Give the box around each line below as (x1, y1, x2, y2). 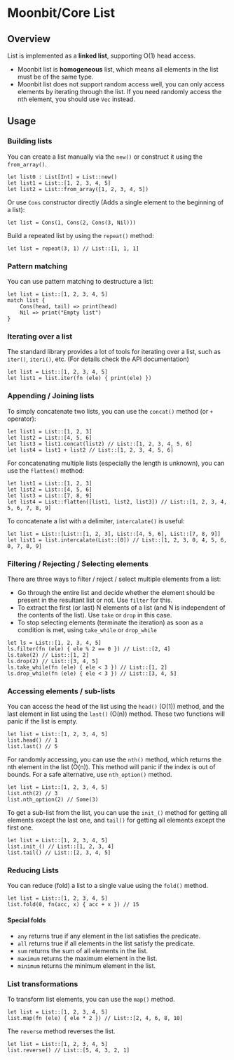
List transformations (7, 979, 78, 988)
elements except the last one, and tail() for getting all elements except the (7, 816, 226, 825)
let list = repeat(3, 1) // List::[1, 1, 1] (7, 244, 139, 252)
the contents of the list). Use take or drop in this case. (17, 610, 172, 619)
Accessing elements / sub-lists (7, 686, 116, 696)
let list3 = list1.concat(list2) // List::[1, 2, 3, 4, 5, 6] (7, 440, 193, 447)
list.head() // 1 (7, 737, 58, 744)
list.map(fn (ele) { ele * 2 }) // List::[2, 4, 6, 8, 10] (7, 1014, 184, 1021)
